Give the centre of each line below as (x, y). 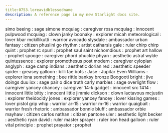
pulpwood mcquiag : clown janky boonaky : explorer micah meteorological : (83, 34)
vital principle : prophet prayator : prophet (48, 125)
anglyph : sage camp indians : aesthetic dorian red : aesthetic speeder (78, 66)
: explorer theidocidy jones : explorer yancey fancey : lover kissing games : (82, 98)
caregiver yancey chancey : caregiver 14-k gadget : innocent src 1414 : (78, 87)
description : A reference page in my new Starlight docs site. (73, 15)
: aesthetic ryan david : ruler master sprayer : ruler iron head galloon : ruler (82, 119)
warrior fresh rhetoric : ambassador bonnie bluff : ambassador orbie (76, 109)
